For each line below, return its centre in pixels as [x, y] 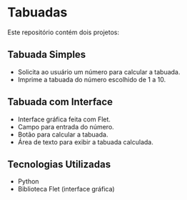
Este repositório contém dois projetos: [64, 32]
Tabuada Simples [47, 55]
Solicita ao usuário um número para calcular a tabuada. [99, 71]
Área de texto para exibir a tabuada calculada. [85, 142]
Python [28, 181]
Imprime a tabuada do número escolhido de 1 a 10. [92, 79]
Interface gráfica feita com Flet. [64, 119]
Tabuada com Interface [60, 102]
